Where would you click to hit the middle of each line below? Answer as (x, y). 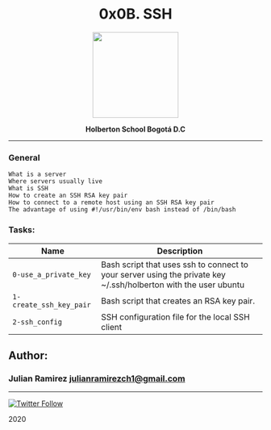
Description (180, 251)
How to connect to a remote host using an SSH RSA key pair (112, 202)
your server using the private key (163, 274)
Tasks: (22, 230)
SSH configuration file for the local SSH (175, 317)
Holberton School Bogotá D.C (135, 129)
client (111, 327)
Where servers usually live (56, 182)
